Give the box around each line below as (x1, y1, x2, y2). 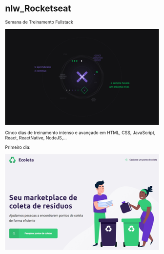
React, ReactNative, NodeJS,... (5, 135, 67, 140)
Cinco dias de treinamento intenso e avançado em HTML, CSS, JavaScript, (5, 130, 156, 136)
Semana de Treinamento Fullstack (5, 19, 73, 25)
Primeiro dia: (5, 144, 31, 150)
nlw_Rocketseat (5, 3, 72, 14)
